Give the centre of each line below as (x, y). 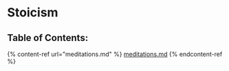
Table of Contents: (48, 38)
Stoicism (33, 13)
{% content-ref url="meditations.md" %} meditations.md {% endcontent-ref (115, 54)
